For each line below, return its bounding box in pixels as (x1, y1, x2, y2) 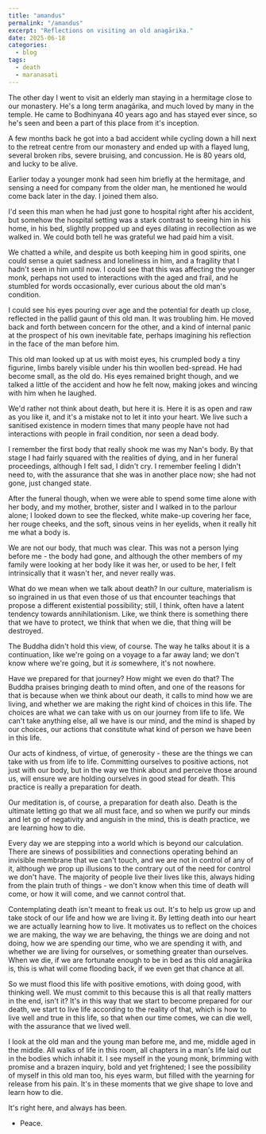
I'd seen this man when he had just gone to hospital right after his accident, (8, 206, 255, 216)
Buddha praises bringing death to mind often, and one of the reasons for (8, 682, 245, 692)
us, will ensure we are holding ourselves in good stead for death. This (8, 774, 236, 783)
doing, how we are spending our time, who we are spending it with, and (8, 938, 242, 948)
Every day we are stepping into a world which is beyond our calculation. (8, 838, 244, 848)
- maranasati (15, 71, 59, 79)
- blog (15, 49, 37, 57)
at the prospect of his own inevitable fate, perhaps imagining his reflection (8, 330, 252, 340)
